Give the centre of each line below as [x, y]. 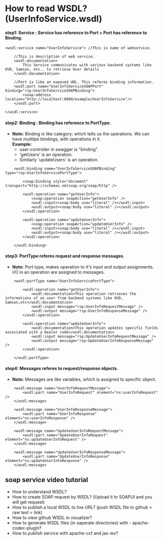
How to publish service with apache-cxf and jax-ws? [65, 533]
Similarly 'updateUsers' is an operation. [59, 159]
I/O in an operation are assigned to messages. [58, 272]
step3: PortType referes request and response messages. [65, 256]
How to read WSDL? [46, 9]
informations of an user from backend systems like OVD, [64, 298]
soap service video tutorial [47, 480]
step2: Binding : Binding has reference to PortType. [58, 123]
